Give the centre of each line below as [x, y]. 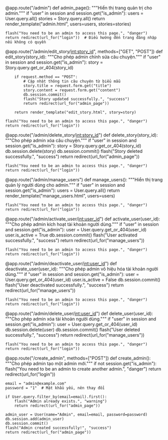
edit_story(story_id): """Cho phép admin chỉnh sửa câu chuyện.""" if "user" [83, 57]
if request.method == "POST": [46, 77]
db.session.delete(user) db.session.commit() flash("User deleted [73, 330]
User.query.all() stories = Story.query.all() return [55, 18]
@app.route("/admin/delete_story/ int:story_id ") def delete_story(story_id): [81, 135]
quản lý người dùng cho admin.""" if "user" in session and [65, 185]
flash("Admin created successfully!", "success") [59, 428]
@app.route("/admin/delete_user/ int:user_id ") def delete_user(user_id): [79, 313]
